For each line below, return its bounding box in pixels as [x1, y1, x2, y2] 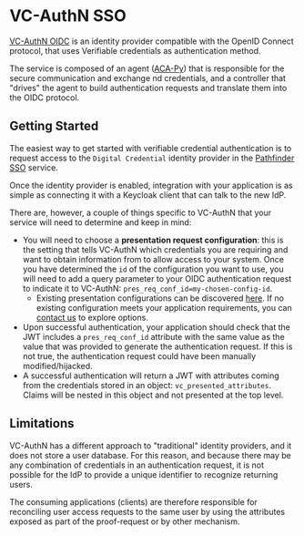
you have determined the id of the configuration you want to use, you [22, 263, 284, 274]
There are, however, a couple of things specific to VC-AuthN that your [9, 207, 271, 218]
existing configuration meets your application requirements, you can [35, 302, 293, 313]
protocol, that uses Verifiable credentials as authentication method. [9, 45, 261, 56]
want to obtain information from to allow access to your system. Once [22, 253, 285, 264]
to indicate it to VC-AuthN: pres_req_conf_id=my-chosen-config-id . [22, 283, 273, 294]
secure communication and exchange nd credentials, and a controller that [9, 72, 287, 83]
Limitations [9, 416, 75, 431]
